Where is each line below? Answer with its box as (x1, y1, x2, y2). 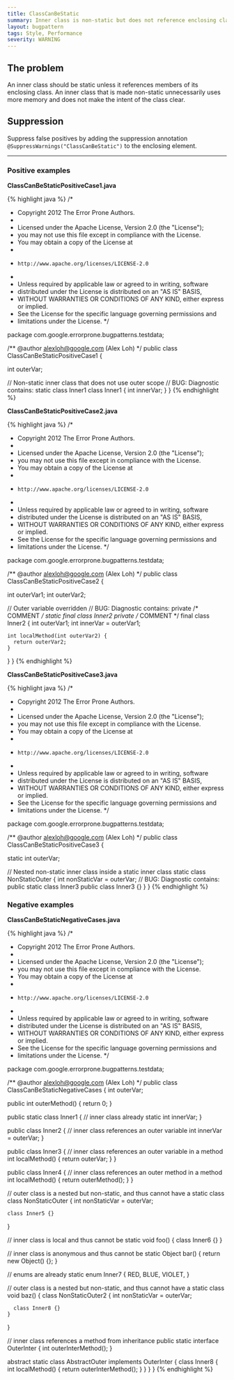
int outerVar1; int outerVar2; (7, 591, 86, 599)
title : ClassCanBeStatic (7, 10, 79, 17)
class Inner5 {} (7, 1210, 54, 1217)
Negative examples (7, 900, 75, 910)
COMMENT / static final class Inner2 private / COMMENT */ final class (7, 611, 210, 620)
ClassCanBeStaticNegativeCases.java (7, 916, 120, 924)
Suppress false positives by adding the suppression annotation (7, 134, 188, 142)
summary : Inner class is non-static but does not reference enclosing (7, 17, 217, 24)
